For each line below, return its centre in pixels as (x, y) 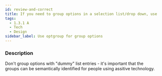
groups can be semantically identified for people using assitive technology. (80, 69)
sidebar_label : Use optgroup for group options (54, 37)
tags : (10, 18)
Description (19, 53)
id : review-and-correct (29, 9)
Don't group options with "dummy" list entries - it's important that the (74, 63)
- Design (18, 32)
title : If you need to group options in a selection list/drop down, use (81, 14)
